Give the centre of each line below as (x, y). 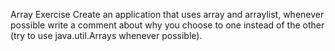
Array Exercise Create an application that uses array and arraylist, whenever (167, 14)
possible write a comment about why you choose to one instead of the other (167, 25)
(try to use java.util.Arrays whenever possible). (106, 35)
